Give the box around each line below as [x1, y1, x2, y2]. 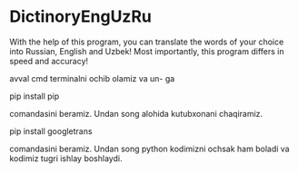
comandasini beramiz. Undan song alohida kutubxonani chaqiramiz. [9, 108, 263, 119]
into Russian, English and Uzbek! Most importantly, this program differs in [9, 45, 284, 56]
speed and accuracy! [9, 55, 89, 66]
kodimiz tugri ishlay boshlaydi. [9, 152, 123, 164]
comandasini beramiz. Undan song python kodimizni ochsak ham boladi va [9, 143, 290, 154]
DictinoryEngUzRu [9, 6, 152, 27]
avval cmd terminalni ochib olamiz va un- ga [9, 72, 175, 83]
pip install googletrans [9, 125, 93, 137]
